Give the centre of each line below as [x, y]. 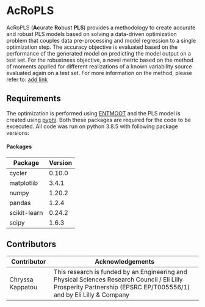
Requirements [34, 99]
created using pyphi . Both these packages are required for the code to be [99, 120]
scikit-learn [26, 212]
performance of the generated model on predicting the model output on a [99, 53]
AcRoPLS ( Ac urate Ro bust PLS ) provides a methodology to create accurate [101, 27]
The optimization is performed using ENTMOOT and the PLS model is [94, 113]
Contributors [31, 244]
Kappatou [23, 287]
